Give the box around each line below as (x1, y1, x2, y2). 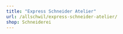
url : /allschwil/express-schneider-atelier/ (6, 14, 118, 20)
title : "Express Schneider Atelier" (6, 8, 96, 14)
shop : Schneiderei (6, 19, 51, 25)
